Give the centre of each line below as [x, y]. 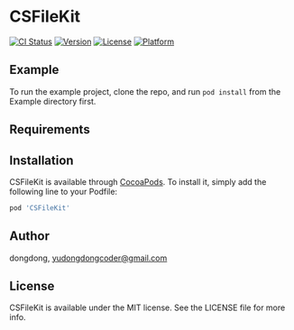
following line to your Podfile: [64, 191]
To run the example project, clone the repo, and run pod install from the [145, 91]
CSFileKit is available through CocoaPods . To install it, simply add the [138, 181]
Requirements [50, 129]
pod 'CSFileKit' [40, 208]
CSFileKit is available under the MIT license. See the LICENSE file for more [147, 307]
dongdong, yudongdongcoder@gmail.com [88, 258]
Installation [41, 160]
